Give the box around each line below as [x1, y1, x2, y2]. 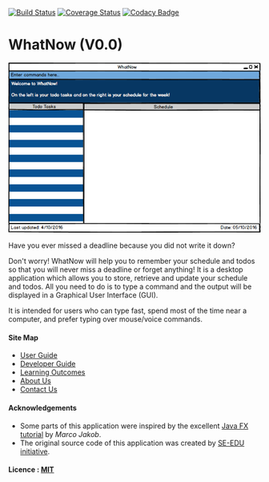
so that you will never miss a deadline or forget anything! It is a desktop [8, 265, 243, 274]
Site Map [8, 333, 38, 342]
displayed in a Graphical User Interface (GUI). [8, 290, 159, 300]
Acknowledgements [8, 403, 78, 413]
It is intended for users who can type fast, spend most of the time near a [8, 306, 247, 316]
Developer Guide [19, 359, 76, 369]
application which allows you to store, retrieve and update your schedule [8, 273, 248, 283]
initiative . [19, 446, 50, 456]
